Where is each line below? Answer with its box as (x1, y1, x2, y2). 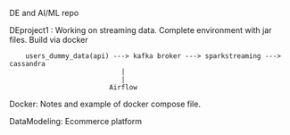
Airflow (108, 83, 138, 92)
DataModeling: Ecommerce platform (9, 116, 143, 126)
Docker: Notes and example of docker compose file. (9, 98, 201, 109)
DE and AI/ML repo (9, 8, 79, 18)
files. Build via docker (9, 35, 89, 45)
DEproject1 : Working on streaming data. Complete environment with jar (9, 25, 272, 35)
